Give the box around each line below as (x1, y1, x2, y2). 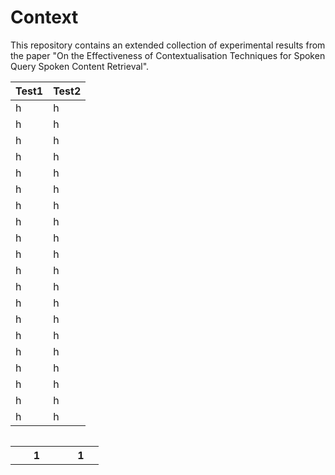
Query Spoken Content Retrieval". (10, 60, 150, 72)
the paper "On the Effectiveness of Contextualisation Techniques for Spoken (10, 49, 326, 61)
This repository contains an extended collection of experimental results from (10, 39, 326, 51)
